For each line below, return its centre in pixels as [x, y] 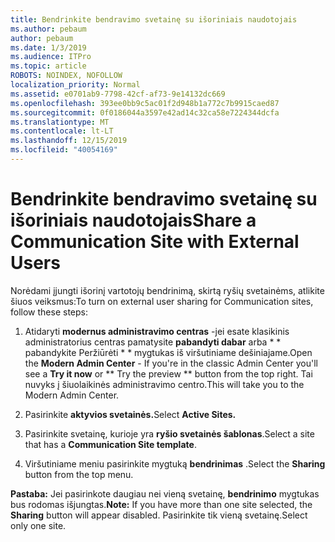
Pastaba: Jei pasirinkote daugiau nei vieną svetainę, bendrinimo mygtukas [165, 493]
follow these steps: [49, 312]
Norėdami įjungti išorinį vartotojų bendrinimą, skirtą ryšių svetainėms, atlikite [167, 290]
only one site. [38, 525]
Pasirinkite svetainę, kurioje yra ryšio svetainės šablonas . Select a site [169, 433]
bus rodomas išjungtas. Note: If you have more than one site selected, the [161, 504]
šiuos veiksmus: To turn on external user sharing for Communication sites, [162, 301]
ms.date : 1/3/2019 [48, 47]
